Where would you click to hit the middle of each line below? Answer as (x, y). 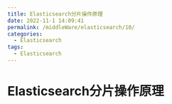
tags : (15, 47)
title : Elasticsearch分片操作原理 (55, 14)
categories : (25, 34)
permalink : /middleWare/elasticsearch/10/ (71, 27)
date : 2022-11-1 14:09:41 (45, 21)
